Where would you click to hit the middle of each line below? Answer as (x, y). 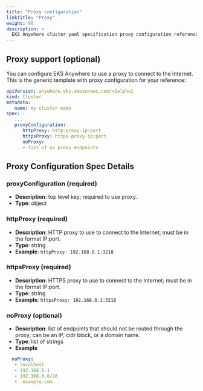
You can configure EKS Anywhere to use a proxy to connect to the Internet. (100, 73)
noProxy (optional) (34, 315)
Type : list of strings (39, 342)
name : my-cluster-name (43, 108)
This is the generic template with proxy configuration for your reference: (96, 80)
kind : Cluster (24, 97)
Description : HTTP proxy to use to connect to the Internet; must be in (102, 232)
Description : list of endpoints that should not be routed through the (99, 329)
